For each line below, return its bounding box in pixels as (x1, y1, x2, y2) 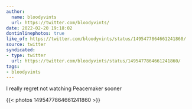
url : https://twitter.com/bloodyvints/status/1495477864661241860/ (11, 58, 181, 64)
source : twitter (6, 42, 46, 48)
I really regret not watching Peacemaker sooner (6, 85, 122, 92)
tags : (6, 63, 19, 70)
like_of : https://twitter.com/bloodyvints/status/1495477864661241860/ (6, 36, 186, 42)
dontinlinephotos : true (6, 31, 65, 37)
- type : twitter (6, 52, 46, 58)
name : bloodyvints (11, 14, 57, 20)
